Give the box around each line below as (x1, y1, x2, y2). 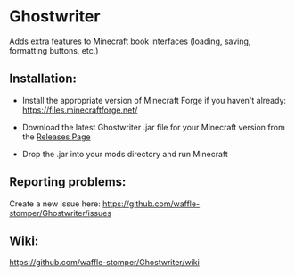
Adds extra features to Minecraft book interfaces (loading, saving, (9, 36, 251, 46)
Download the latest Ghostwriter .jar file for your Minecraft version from (21, 121, 285, 132)
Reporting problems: (9, 174, 127, 189)
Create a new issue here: (9, 198, 101, 209)
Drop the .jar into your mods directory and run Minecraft (21, 148, 229, 159)
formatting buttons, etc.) (9, 45, 99, 55)
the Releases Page (21, 131, 91, 142)
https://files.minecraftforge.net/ (21, 105, 138, 115)
